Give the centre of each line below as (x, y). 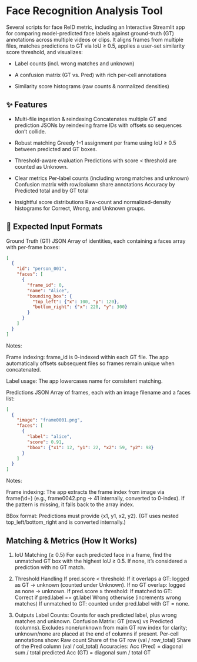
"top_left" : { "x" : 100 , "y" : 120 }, (76, 302)
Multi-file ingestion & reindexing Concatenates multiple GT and (91, 119)
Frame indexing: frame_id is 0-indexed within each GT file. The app (88, 357)
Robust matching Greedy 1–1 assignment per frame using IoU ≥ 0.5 (95, 143)
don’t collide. (30, 131)
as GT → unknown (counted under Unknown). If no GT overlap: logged (100, 585)
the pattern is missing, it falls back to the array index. (70, 504)
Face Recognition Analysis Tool (84, 11)
